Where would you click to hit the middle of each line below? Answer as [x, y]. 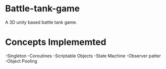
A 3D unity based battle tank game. [41, 22]
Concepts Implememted [56, 42]
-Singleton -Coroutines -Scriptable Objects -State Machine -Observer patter [83, 56]
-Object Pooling [21, 61]
